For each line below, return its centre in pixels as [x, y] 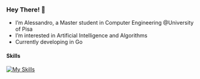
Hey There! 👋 [26, 10]
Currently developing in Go [49, 42]
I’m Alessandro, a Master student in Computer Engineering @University [104, 23]
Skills [13, 55]
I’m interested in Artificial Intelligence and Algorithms [81, 36]
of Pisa [24, 29]
